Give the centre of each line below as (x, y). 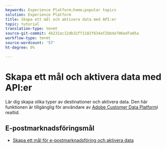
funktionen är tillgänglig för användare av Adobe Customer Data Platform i (82, 107)
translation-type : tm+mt (31, 29)
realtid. (13, 112)
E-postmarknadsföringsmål (50, 128)
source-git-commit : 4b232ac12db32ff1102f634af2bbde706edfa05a (72, 33)
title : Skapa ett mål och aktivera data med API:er (61, 19)
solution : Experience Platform (38, 15)
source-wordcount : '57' (30, 43)
